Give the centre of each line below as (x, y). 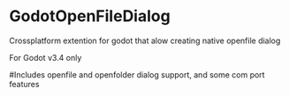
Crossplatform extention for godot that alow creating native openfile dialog (145, 41)
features (24, 84)
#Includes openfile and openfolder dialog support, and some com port (137, 74)
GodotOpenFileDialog (90, 16)
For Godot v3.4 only (46, 57)
